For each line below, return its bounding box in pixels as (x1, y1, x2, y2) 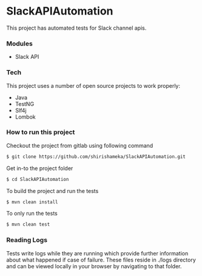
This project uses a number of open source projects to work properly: (6, 82, 181, 89)
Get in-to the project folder (6, 165, 73, 172)
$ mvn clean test (6, 222, 50, 228)
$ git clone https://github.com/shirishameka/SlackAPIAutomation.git (6, 153, 186, 160)
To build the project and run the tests (6, 187, 99, 194)
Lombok (15, 113, 36, 120)
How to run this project (6, 128, 75, 137)
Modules (6, 39, 33, 48)
